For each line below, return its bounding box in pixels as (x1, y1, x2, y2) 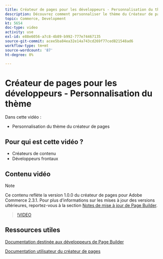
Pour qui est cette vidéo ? (5, 138, 83, 146)
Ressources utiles (5, 226, 61, 234)
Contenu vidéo (5, 170, 51, 178)
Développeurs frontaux (12, 156, 58, 162)
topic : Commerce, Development (5, 16, 66, 21)
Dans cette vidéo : (5, 114, 42, 120)
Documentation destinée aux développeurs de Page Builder (5, 239, 124, 244)
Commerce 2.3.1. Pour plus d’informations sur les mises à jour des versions (5, 197, 155, 203)
